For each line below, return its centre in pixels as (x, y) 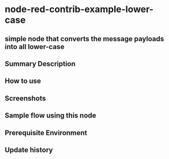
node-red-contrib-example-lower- (79, 9)
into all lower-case (35, 47)
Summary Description (40, 64)
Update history (29, 150)
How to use (23, 81)
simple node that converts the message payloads (84, 39)
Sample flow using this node (50, 116)
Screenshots (25, 98)
